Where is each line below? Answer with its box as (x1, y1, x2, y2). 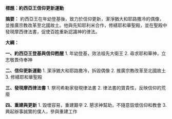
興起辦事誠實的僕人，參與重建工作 (5, 108, 78, 114)
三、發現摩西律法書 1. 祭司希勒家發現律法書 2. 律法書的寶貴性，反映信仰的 (5, 85, 162, 91)
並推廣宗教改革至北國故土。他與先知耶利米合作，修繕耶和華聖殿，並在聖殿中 (5, 22, 167, 28)
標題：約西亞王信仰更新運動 (5, 5, 64, 11)
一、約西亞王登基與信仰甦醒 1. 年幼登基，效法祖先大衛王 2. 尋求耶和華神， (5, 51, 162, 56)
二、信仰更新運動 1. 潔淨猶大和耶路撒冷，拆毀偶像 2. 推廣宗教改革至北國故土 (5, 67, 166, 74)
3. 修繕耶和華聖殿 (5, 74, 43, 80)
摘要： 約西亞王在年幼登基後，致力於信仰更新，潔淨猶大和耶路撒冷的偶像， (5, 16, 164, 22)
